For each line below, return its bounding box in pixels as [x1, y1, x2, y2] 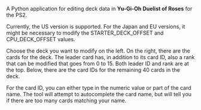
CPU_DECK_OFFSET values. [6, 36, 76, 42]
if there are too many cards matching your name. [6, 97, 127, 104]
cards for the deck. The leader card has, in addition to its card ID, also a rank [6, 54, 195, 60]
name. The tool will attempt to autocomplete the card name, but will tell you [6, 91, 192, 97]
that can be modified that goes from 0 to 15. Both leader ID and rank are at [6, 60, 190, 67]
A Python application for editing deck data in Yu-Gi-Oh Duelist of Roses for [6, 5, 193, 12]
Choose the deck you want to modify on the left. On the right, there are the [6, 47, 190, 54]
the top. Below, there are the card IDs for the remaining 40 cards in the [6, 66, 181, 74]
